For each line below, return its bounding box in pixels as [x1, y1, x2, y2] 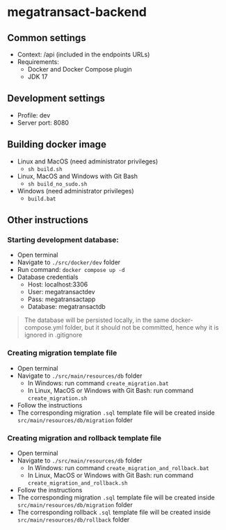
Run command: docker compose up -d [17, 266, 125, 274]
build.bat [27, 195, 57, 202]
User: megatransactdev [27, 288, 95, 296]
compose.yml [24, 323, 64, 332]
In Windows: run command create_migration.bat [27, 378, 169, 387]
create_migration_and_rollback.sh [27, 479, 128, 487]
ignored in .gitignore [24, 331, 83, 339]
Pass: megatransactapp [27, 295, 96, 303]
